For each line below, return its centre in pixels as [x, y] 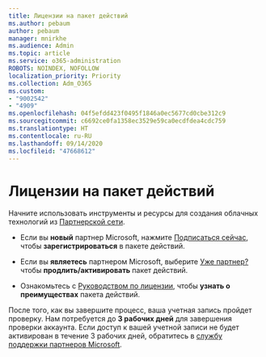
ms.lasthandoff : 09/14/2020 [56, 143]
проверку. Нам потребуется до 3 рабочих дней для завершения [120, 319]
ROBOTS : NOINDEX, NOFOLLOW [54, 69]
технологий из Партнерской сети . [67, 222]
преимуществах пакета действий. [80, 295]
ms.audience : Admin [41, 46]
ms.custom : [27, 91]
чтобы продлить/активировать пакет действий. [104, 271]
